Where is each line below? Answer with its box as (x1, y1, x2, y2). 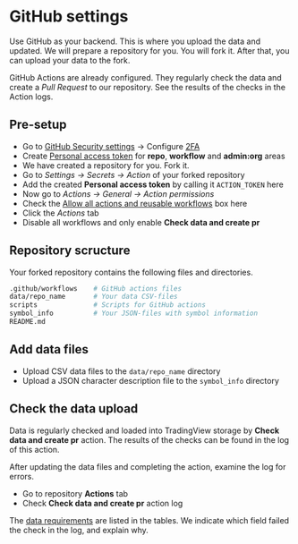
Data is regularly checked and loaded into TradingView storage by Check (9, 425, 280, 436)
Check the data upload (9, 401, 139, 417)
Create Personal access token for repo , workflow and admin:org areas (21, 150, 285, 161)
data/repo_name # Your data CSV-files (9, 293, 178, 302)
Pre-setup (9, 117, 67, 132)
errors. (9, 471, 34, 481)
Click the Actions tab (21, 208, 100, 218)
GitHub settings (9, 6, 129, 27)
